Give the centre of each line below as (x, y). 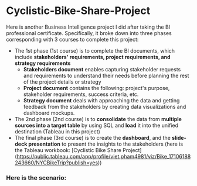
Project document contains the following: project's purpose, (96, 88)
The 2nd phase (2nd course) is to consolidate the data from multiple (98, 119)
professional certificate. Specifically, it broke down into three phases (89, 33)
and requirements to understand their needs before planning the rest (106, 75)
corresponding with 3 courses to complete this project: (72, 39)
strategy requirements (43, 63)
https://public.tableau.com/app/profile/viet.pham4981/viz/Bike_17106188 (104, 156)
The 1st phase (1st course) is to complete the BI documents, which (94, 50)
